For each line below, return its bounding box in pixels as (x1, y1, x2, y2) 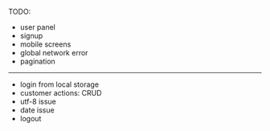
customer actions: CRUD (19, 88, 102, 97)
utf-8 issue (19, 96, 56, 106)
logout (19, 114, 42, 123)
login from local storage (19, 80, 99, 89)
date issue (19, 105, 55, 115)
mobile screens (19, 39, 72, 49)
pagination (19, 56, 56, 66)
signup (19, 31, 43, 40)
